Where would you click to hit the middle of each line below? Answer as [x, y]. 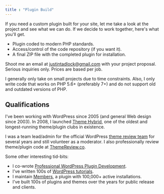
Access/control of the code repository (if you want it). [67, 49]
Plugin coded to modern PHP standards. [53, 44]
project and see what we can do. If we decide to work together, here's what [82, 29]
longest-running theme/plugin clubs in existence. [55, 127]
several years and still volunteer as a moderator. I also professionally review [82, 142]
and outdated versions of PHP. [36, 89]
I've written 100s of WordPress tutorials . [53, 171]
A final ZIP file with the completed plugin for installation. [69, 54]
